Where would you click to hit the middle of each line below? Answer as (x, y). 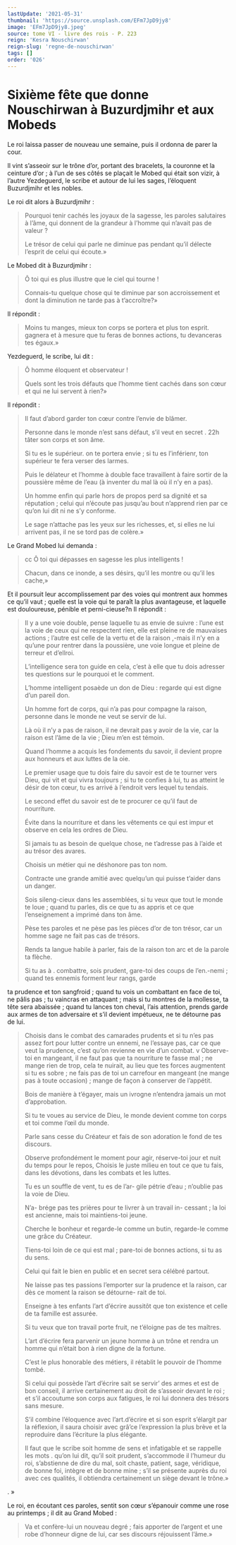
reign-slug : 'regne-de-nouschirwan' (61, 47)
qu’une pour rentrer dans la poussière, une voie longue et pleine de (122, 645)
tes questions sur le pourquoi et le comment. (89, 674)
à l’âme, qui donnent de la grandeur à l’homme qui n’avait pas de (118, 222)
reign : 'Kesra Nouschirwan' (49, 40)
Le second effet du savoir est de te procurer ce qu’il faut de (111, 801)
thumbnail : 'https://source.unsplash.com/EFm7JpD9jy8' (89, 20)
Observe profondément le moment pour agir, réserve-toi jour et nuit (123, 1157)
